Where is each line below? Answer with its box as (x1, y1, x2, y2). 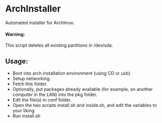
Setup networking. (12, 75, 51, 81)
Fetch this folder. (12, 81, 48, 87)
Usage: (5, 57, 29, 65)
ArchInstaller (5, 3, 61, 15)
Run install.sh (12, 112, 41, 118)
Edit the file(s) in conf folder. (12, 96, 72, 103)
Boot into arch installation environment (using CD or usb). (12, 70, 132, 76)
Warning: (5, 31, 25, 37)
